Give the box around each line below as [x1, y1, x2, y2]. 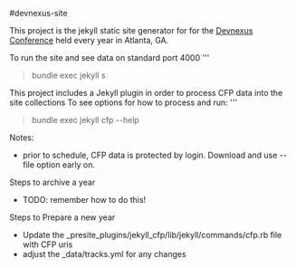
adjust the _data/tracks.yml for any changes [22, 249, 187, 259]
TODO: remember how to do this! [22, 195, 147, 205]
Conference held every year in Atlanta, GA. [9, 35, 169, 45]
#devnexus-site [9, 8, 68, 18]
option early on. [35, 159, 96, 170]
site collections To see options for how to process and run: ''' [9, 97, 238, 108]
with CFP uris [22, 239, 73, 250]
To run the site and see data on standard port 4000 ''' [9, 53, 210, 62]
